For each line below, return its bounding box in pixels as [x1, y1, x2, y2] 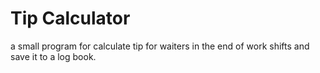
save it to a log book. [10, 50, 97, 62]
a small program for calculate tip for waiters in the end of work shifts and [10, 40, 310, 52]
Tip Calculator [10, 7, 131, 30]
